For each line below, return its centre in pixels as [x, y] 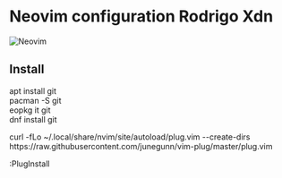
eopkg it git [30, 110]
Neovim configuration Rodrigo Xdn [141, 17]
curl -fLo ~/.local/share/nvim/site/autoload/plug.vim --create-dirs [130, 137]
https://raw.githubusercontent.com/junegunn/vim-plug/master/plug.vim [141, 146]
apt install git [33, 90]
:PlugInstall [30, 164]
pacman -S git [35, 100]
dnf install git [33, 119]
